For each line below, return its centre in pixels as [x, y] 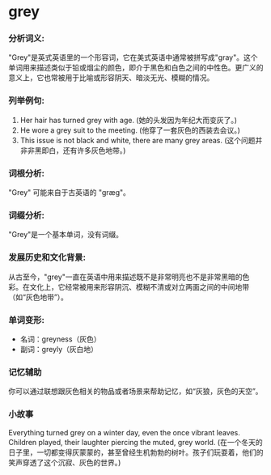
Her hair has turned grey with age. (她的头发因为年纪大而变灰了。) [128, 120]
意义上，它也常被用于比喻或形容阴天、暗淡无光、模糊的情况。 [111, 78]
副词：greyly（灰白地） [59, 349]
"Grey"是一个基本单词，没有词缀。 [66, 235]
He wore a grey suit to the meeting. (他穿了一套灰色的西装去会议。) [130, 130]
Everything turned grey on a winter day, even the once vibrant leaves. [125, 432]
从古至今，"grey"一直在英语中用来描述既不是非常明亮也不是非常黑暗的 [125, 277]
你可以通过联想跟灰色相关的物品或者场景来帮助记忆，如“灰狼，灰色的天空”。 [135, 392]
